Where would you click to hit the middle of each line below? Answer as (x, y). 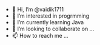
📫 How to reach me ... (40, 36)
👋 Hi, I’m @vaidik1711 (38, 9)
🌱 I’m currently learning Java (48, 22)
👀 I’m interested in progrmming (51, 16)
